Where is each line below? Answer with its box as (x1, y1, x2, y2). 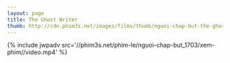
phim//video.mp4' (7, 48, 58, 56)
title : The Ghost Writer (7, 16, 78, 23)
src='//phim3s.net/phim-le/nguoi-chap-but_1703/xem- (61, 41, 215, 49)
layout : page (7, 9, 44, 17)
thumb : (7, 22, 26, 29)
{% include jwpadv (7, 41, 60, 49)
